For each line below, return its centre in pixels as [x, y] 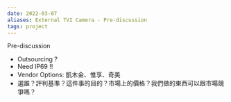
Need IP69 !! [35, 67]
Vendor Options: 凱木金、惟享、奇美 [69, 75]
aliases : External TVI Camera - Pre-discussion [77, 20]
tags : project [28, 26]
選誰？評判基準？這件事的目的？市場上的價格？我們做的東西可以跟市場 [118, 83]
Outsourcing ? [37, 59]
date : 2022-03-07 [32, 13]
